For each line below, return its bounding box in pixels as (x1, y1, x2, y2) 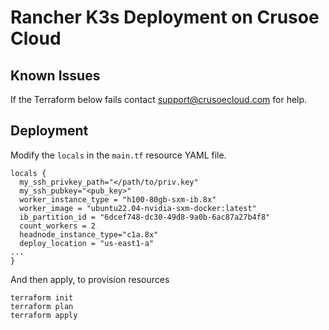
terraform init (10, 292, 74, 303)
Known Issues (10, 67, 101, 84)
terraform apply (10, 310, 78, 320)
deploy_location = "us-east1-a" (19, 238, 155, 248)
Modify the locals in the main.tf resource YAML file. (10, 149, 227, 161)
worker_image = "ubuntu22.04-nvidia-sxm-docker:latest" (19, 203, 257, 213)
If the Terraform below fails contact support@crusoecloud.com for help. (10, 94, 308, 105)
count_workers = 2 (19, 221, 97, 231)
